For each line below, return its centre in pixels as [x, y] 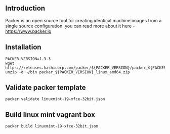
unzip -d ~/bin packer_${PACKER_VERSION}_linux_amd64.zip [68, 72]
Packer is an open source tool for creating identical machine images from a [83, 20]
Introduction [25, 8]
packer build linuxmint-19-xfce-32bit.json [52, 126]
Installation [23, 47]
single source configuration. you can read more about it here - [70, 26]
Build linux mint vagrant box [50, 115]
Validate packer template [46, 88]
